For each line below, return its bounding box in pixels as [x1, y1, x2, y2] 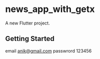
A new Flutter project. [5, 20, 50, 26]
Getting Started [5, 34, 55, 43]
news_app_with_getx [5, 3, 95, 15]
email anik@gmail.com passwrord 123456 [5, 47, 92, 53]
